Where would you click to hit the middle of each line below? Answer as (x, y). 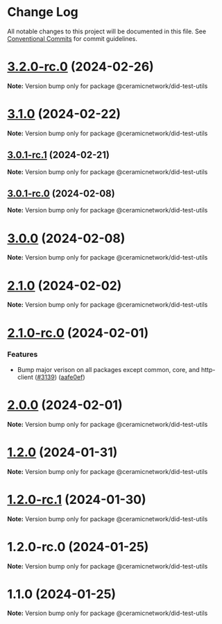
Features (23, 355)
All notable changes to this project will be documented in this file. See (107, 31)
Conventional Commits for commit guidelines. (72, 38)
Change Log (43, 12)
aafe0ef (72, 377)
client (25, 377)
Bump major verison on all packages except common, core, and (108, 369)
